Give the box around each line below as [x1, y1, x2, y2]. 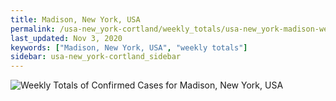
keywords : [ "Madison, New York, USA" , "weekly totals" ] [10, 42, 248, 53]
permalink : [10, 24, 56, 34]
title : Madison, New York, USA [10, 14, 141, 25]
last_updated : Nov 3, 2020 [10, 33, 123, 43]
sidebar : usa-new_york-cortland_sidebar [10, 52, 182, 62]
